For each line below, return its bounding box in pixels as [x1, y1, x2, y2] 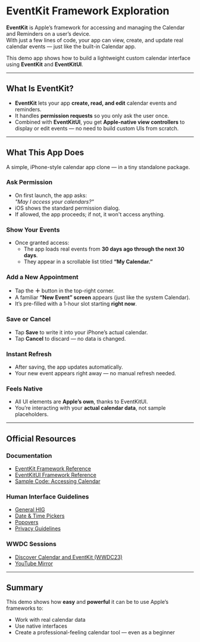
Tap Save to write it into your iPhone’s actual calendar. [14, 329, 148, 336]
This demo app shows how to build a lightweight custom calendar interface [6, 54, 190, 61]
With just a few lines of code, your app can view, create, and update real [6, 36, 183, 43]
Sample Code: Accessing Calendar [14, 478, 101, 485]
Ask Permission [6, 178, 52, 186]
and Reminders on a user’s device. [6, 30, 91, 37]
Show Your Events [6, 225, 60, 233]
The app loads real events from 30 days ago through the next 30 [23, 245, 185, 253]
